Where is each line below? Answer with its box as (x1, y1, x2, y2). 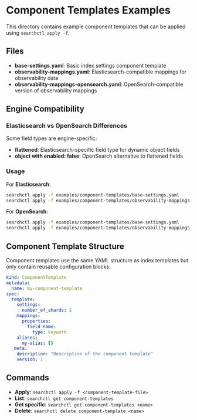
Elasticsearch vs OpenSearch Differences (6, 122, 128, 130)
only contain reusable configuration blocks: (6, 263, 111, 271)
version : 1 (16, 356, 43, 362)
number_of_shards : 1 (21, 307, 72, 314)
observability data (14, 74, 59, 81)
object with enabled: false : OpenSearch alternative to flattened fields (14, 152, 184, 159)
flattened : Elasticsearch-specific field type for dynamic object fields (14, 146, 180, 154)
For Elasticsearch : (6, 181, 51, 188)
